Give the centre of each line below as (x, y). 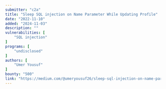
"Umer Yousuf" (28, 65)
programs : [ (17, 46)
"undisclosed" (28, 51)
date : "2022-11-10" (25, 19)
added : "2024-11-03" (26, 23)
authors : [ (16, 60)
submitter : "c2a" (23, 10)
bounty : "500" (20, 74)
